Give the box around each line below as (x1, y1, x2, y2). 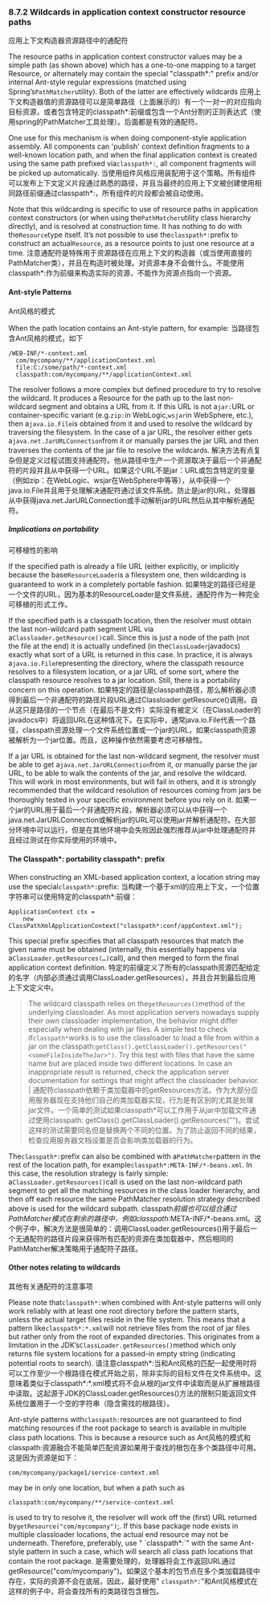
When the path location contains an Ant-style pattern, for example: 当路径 (8, 323, 253, 333)
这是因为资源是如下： (8, 1453, 79, 1462)
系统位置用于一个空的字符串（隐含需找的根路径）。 (8, 1398, 174, 1408)
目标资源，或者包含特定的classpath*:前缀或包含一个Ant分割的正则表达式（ (8, 107, 255, 117)
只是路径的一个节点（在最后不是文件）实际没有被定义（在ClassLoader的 (22, 705, 261, 715)
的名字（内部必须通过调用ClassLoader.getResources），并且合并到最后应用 (8, 972, 256, 982)
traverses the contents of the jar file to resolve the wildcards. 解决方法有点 (8, 445, 255, 455)
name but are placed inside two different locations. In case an (27, 1058, 233, 1068)
